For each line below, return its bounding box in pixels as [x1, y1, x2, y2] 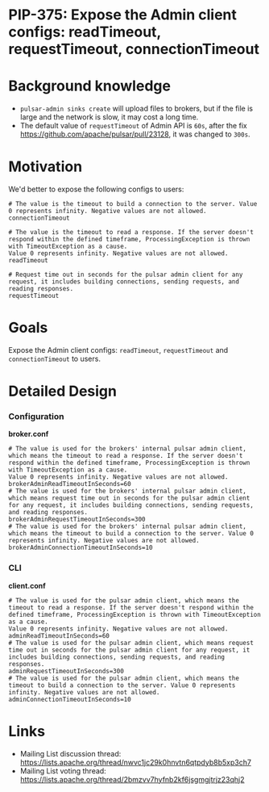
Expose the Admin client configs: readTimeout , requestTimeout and [8, 346, 229, 354]
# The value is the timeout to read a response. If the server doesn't [8, 228, 254, 237]
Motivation [8, 157, 83, 176]
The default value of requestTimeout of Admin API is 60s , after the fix [19, 121, 247, 131]
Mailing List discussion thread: [19, 748, 122, 758]
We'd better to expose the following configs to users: [8, 184, 184, 195]
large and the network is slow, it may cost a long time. [19, 112, 199, 122]
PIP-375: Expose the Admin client [8, 6, 238, 24]
